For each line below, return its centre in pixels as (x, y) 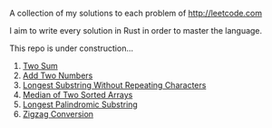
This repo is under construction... (72, 48)
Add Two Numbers (58, 75)
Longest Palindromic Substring (80, 104)
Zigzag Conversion (58, 114)
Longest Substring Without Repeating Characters (114, 85)
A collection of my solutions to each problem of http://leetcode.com (136, 13)
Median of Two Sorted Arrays (78, 95)
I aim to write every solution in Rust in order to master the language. (136, 30)
